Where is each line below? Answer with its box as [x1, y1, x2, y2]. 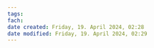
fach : [7, 17, 23, 24]
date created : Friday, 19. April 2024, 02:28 [7, 23, 144, 30]
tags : [7, 10, 23, 18]
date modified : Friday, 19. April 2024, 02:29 [7, 30, 148, 37]
